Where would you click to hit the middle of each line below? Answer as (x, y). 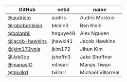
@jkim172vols (24, 49)
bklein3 (60, 25)
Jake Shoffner (96, 57)
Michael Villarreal (100, 73)
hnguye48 (63, 33)
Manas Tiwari (95, 65)
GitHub (27, 9)
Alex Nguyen (95, 33)
